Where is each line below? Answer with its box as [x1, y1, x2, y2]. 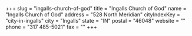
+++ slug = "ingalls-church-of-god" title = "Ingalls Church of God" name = [5, 5, 187, 12]
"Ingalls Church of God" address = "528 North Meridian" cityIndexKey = [5, 11, 181, 18]
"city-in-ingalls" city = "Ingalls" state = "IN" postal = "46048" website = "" [5, 17, 186, 24]
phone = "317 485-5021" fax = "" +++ [5, 23, 98, 30]
